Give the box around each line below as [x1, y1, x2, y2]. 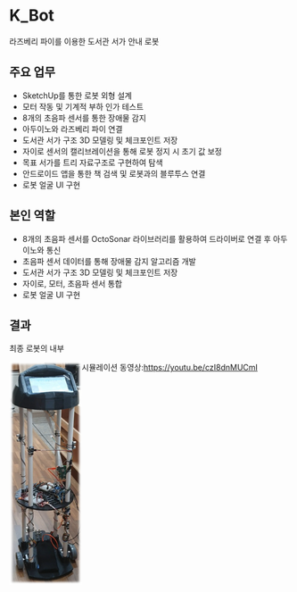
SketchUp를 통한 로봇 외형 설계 [21, 90, 132, 101]
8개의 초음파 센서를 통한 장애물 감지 [21, 113, 147, 123]
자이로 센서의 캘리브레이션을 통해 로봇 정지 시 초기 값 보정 [21, 146, 223, 156]
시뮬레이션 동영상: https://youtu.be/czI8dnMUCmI [81, 363, 259, 373]
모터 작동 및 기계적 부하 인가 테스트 [21, 101, 144, 112]
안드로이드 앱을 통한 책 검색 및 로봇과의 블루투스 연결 [21, 168, 206, 179]
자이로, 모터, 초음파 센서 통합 [21, 278, 123, 288]
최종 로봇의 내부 [9, 343, 65, 354]
